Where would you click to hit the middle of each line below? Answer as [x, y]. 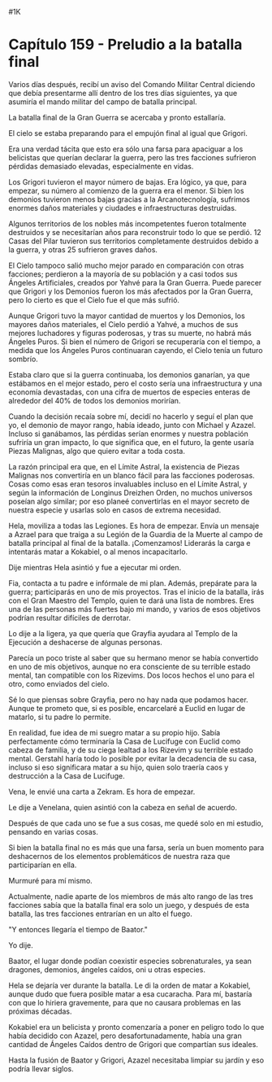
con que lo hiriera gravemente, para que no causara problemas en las [125, 1002]
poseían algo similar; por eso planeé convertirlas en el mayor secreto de [129, 501]
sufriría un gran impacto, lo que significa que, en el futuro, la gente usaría [131, 442]
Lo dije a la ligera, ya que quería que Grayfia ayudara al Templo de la [123, 633]
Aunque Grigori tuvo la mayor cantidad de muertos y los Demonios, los [127, 316]
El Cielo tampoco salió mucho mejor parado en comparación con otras [126, 265]
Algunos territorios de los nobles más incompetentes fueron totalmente [127, 224]
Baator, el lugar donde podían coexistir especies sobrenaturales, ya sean [130, 961]
